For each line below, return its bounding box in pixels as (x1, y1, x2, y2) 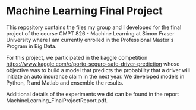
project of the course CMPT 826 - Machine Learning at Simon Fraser (6, 30, 175, 37)
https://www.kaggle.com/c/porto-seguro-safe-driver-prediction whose (6, 60, 180, 67)
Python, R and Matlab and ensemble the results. (6, 79, 124, 86)
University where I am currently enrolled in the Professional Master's (6, 36, 174, 43)
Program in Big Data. (6, 43, 57, 50)
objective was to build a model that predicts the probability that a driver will (6, 66, 190, 73)
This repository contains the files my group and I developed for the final (6, 24, 182, 31)
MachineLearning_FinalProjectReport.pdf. (6, 96, 108, 104)
